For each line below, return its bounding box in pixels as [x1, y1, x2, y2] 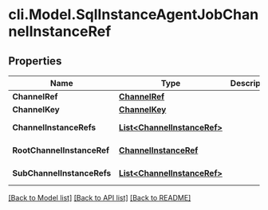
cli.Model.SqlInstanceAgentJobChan [8, 6, 259, 24]
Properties [8, 54, 62, 68]
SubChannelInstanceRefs [12, 168, 112, 178]
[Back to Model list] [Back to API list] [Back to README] [8, 193, 191, 202]
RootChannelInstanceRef [12, 145, 110, 156]
